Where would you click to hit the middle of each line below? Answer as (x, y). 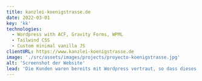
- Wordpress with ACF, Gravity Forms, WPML (67, 35)
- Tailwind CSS (31, 40)
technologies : (24, 29)
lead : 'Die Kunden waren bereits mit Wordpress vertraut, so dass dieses (102, 69)
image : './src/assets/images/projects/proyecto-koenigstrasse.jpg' (93, 57)
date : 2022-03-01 (28, 18)
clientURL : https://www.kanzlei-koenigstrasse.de (70, 52)
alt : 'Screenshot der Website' (46, 63)
